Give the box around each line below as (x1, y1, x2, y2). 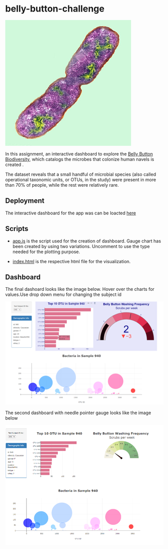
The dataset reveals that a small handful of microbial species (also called (5, 171, 156, 177)
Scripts (5, 224, 29, 233)
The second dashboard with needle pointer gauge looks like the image (5, 410, 151, 416)
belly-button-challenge (5, 3, 105, 15)
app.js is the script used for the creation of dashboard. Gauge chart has (12, 238, 161, 244)
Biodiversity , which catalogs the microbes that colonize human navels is (5, 156, 154, 162)
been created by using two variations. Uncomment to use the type (12, 243, 150, 249)
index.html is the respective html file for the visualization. (12, 258, 131, 264)
